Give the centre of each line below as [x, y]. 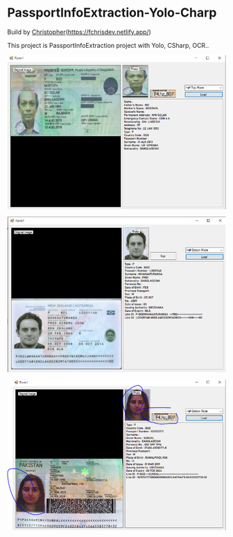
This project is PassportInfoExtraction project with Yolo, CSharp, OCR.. [108, 45]
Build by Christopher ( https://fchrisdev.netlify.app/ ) [79, 32]
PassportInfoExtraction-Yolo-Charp [112, 13]
